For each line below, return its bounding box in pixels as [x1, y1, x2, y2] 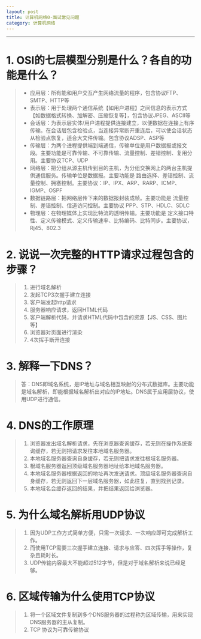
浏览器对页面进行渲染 [29, 329, 83, 336]
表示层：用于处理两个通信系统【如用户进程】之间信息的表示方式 [29, 104, 187, 112]
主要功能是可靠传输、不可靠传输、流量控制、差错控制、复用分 [40, 150, 193, 157]
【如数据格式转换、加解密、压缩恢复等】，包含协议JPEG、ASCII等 [29, 112, 191, 119]
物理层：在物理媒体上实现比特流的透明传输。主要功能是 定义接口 [29, 210, 189, 217]
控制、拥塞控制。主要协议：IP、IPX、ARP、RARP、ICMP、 [35, 180, 181, 187]
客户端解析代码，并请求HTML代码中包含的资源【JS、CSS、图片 [29, 313, 188, 321]
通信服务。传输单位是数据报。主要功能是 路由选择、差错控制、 [35, 172, 189, 179]
